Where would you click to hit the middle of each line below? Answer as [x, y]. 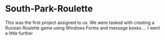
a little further [19, 33]
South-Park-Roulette [49, 9]
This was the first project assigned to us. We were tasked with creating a [80, 22]
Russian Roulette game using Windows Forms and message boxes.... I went [83, 27]
